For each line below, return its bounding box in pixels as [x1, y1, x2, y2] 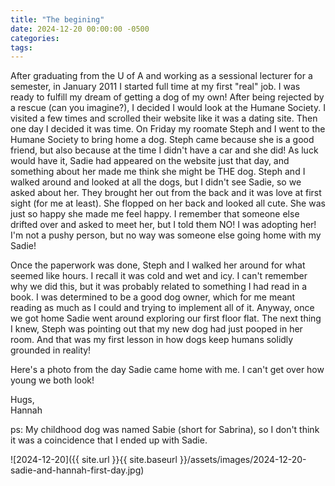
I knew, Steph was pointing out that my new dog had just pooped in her [10, 323, 303, 335]
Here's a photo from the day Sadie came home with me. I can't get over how [10, 364, 325, 376]
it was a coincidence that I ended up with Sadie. [10, 434, 208, 446]
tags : [10, 42, 33, 53]
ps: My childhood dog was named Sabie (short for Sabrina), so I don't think [10, 424, 320, 436]
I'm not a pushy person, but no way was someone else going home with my [10, 229, 322, 241]
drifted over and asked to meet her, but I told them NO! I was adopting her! [10, 219, 317, 231]
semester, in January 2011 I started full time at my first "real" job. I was [10, 81, 301, 93]
